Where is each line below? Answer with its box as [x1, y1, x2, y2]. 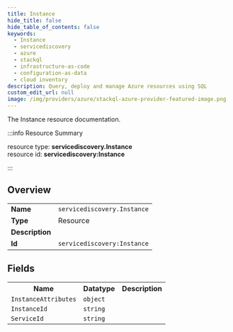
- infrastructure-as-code [13, 63, 91, 70]
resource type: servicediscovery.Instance [7, 143, 132, 150]
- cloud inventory [13, 76, 69, 83]
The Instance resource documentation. [7, 115, 121, 124]
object [83, 295, 106, 303]
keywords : [7, 30, 37, 37]
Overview [7, 184, 52, 196]
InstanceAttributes [11, 295, 76, 303]
